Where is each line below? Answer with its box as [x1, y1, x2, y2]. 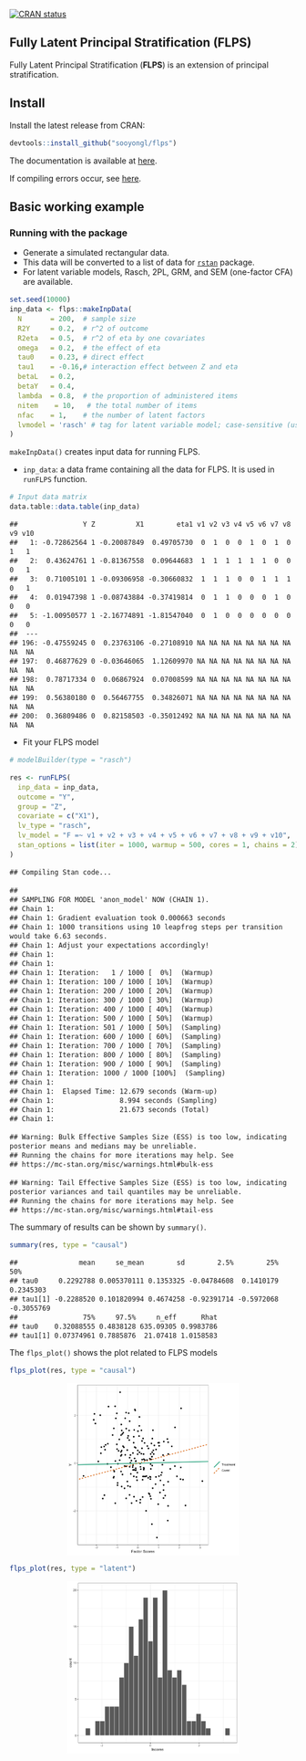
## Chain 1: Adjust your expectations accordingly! [9, 940, 209, 949]
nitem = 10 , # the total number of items [17, 401, 198, 410]
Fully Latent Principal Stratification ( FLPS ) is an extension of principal [9, 59, 269, 70]
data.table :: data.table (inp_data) [9, 502, 141, 511]
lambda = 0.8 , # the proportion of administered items [17, 391, 239, 401]
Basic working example [9, 199, 145, 215]
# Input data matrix [9, 493, 88, 502]
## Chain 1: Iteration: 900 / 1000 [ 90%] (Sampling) [9, 1059, 222, 1068]
